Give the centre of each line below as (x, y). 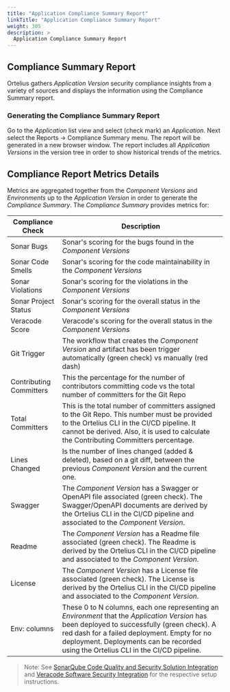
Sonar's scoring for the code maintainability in (136, 262)
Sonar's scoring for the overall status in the (131, 301)
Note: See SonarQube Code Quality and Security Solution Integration (121, 667)
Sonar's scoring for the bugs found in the (128, 242)
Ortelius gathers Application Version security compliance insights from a (110, 83)
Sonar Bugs (29, 246)
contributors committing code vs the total (128, 386)
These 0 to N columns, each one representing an (140, 608)
